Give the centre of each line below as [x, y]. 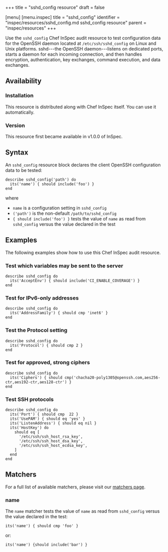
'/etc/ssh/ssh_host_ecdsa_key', [53, 446]
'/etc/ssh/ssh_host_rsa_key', [51, 437]
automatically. [20, 112]
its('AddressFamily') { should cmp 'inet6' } [59, 313]
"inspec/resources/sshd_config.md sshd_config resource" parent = [76, 23]
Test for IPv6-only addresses [42, 298]
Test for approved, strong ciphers [48, 363]
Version [15, 126]
